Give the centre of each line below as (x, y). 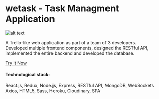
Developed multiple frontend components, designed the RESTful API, (77, 48)
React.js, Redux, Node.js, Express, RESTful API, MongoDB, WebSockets (80, 86)
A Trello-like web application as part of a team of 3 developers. (71, 42)
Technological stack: (28, 74)
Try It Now (16, 63)
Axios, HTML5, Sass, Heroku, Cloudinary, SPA (53, 91)
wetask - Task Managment (62, 9)
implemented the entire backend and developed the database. (70, 53)
